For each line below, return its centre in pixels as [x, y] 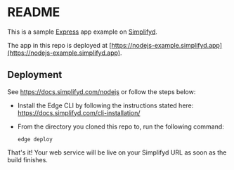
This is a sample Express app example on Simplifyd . [83, 32]
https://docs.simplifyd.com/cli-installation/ [79, 112]
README [34, 12]
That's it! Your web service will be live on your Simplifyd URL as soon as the [117, 152]
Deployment [35, 75]
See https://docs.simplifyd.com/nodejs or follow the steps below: [102, 91]
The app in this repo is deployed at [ [59, 45]
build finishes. [27, 159]
